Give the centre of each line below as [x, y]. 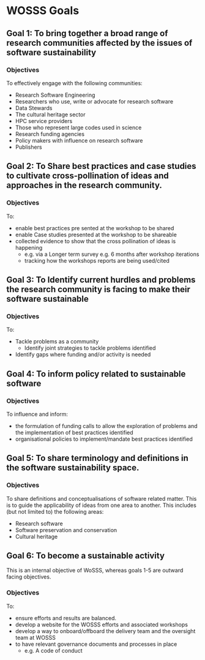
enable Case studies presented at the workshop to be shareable [96, 234]
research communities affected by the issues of [99, 43]
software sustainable [47, 298]
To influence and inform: [37, 414]
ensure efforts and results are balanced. [65, 618]
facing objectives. [29, 577]
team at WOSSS [35, 637]
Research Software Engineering [55, 95]
